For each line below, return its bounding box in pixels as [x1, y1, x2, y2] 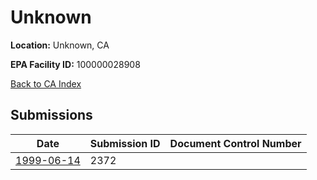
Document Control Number [169, 136, 302, 150]
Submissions [10, 107, 93, 124]
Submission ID [89, 136, 161, 150]
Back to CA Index [10, 77, 82, 90]
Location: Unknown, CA [10, 39, 110, 51]
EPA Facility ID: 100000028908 [10, 58, 141, 70]
